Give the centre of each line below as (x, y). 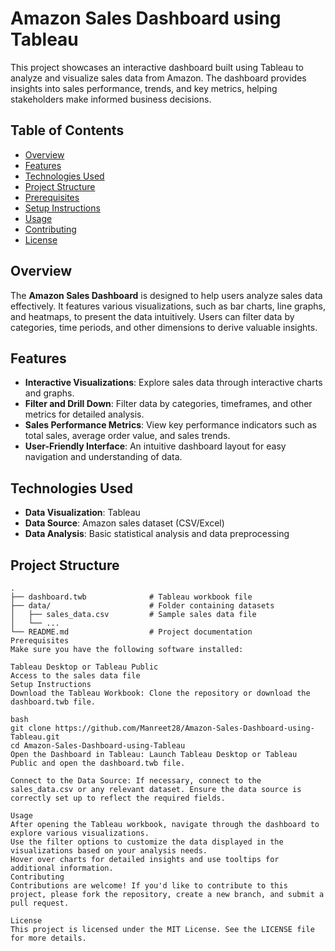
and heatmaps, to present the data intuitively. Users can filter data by (152, 316)
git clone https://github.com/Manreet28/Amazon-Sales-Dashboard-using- (162, 728)
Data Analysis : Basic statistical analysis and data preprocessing (157, 534)
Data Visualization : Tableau (82, 513)
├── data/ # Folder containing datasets (142, 606)
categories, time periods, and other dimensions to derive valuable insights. (164, 327)
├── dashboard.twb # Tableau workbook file (131, 597)
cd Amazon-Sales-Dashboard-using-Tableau (98, 746)
